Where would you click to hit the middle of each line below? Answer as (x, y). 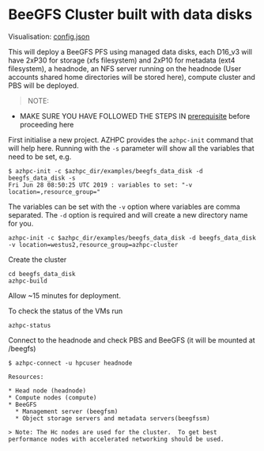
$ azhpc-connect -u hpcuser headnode (70, 363)
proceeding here (47, 124)
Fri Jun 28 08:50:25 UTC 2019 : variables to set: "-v (100, 185)
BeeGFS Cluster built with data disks (130, 15)
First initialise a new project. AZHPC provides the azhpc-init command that (131, 139)
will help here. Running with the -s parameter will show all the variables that (131, 148)
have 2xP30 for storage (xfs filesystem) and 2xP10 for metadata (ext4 (122, 60)
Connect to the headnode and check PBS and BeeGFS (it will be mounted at (132, 340)
